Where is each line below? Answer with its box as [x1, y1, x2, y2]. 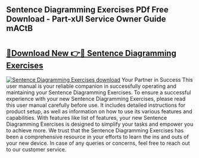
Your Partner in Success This [122, 76, 193, 83]
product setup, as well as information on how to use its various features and [6, 108, 192, 115]
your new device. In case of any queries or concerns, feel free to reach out [6, 140, 190, 147]
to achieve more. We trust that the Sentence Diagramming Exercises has [6, 127, 184, 134]
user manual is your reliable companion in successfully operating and [6, 83, 177, 89]
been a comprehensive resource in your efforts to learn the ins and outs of [6, 134, 189, 140]
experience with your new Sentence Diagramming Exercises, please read [6, 95, 186, 102]
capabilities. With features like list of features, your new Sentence [6, 114, 167, 121]
